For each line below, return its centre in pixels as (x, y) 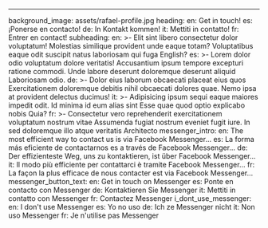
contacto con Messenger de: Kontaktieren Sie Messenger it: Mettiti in (122, 190)
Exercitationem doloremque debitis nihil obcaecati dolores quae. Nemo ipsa (132, 88)
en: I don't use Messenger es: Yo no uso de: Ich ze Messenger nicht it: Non (132, 207)
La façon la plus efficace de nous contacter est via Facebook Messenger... (131, 173)
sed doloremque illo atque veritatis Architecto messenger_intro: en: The (126, 131)
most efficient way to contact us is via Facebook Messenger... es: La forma (132, 139)
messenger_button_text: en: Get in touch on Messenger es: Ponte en (121, 181)
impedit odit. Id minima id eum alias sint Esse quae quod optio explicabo (127, 105)
